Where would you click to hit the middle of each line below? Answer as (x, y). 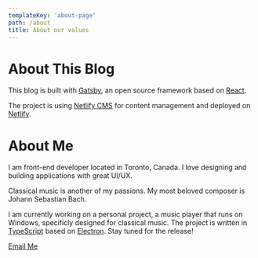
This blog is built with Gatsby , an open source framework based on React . (127, 90)
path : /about (29, 23)
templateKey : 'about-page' (52, 15)
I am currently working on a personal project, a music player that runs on (125, 214)
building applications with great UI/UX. (71, 176)
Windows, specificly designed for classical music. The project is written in (128, 223)
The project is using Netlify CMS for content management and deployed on (129, 106)
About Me (41, 145)
